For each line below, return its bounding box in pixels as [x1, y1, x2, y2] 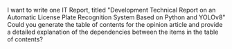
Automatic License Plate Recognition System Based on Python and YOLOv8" [7, 13, 226, 21]
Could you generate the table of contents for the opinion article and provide [7, 21, 223, 28]
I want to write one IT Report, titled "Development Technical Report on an [7, 6, 216, 14]
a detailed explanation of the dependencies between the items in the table [7, 28, 219, 36]
